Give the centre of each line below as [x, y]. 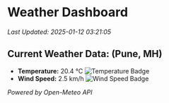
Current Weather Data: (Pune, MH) [85, 54]
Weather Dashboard [68, 12]
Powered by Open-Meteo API [50, 92]
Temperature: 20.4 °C [50, 71]
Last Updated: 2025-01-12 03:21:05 [59, 32]
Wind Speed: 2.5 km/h [51, 78]
